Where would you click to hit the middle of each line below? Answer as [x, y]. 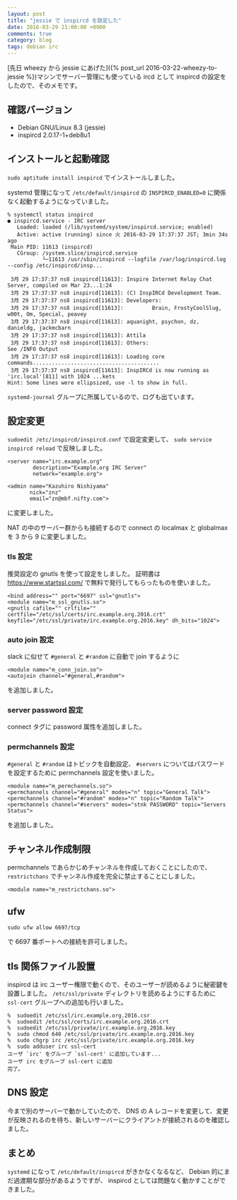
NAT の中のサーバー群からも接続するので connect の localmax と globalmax [118, 528]
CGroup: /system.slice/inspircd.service [77, 253]
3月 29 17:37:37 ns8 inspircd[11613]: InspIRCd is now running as [110, 370]
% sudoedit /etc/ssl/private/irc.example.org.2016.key [91, 1028]
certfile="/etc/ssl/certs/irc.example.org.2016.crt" [87, 614]
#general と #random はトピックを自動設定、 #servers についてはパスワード [116, 763]
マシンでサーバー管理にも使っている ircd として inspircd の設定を [131, 76]
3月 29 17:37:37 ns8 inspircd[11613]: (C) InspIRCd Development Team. [116, 293]
